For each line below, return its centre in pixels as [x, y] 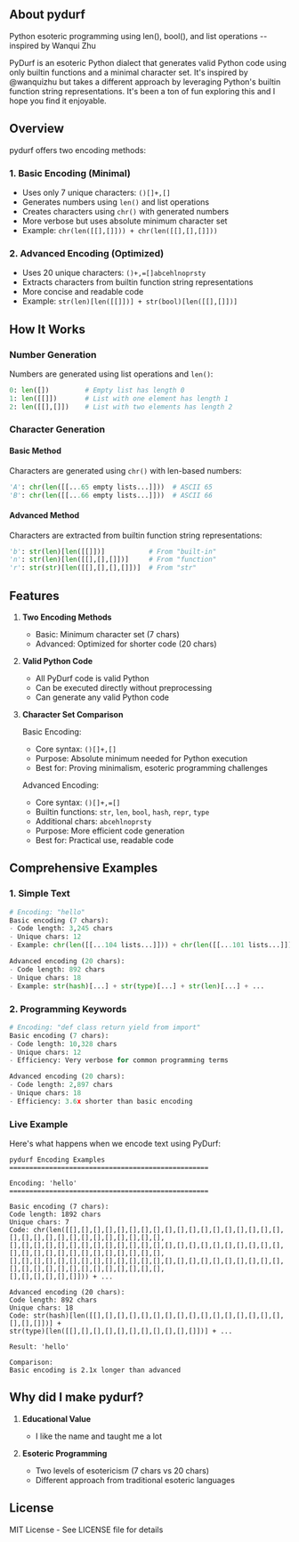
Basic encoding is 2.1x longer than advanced [95, 1370]
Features [34, 596]
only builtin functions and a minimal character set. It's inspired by [129, 72]
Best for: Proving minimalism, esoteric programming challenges [152, 768]
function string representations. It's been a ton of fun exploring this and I [142, 91]
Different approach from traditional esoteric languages [135, 1480]
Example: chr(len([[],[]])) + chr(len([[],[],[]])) [120, 230]
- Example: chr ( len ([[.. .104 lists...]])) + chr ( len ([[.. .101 [127, 945]
